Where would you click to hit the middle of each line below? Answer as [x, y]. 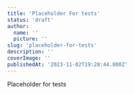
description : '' [30, 52]
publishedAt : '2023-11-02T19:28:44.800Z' [68, 64]
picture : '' [31, 39]
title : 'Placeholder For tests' [54, 13]
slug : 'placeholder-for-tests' [52, 45]
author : [18, 26]
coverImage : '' [29, 58]
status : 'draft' [30, 20]
